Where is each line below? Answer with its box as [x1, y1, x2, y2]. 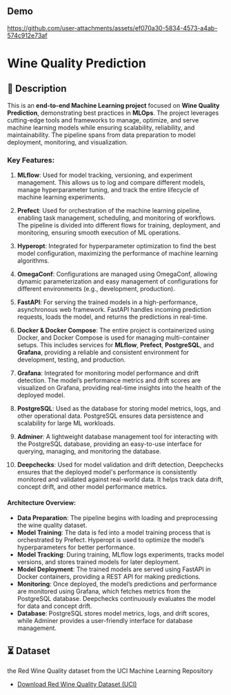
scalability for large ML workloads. [17, 419, 116, 427]
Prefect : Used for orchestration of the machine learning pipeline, [17, 207, 201, 215]
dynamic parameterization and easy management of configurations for [17, 277, 219, 286]
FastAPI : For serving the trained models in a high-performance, [17, 298, 198, 306]
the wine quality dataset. [17, 521, 88, 530]
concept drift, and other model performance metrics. [17, 483, 168, 491]
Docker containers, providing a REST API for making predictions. [17, 573, 201, 581]
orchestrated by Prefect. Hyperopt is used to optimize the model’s [17, 536, 205, 544]
